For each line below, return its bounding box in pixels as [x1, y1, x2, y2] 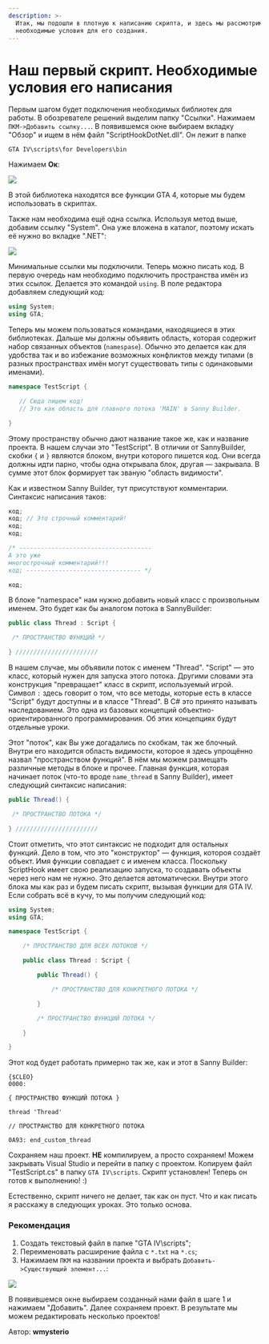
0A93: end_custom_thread [8, 1137, 91, 1145]
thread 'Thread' [8, 1109, 62, 1117]
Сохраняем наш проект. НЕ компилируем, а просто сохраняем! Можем [8, 1150, 255, 1160]
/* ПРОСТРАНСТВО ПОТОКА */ [11, 810, 102, 818]
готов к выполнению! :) [8, 1176, 88, 1185]
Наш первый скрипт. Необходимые [8, 61, 258, 79]
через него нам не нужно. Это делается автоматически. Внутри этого [8, 873, 248, 883]
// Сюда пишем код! [18, 397, 84, 405]
